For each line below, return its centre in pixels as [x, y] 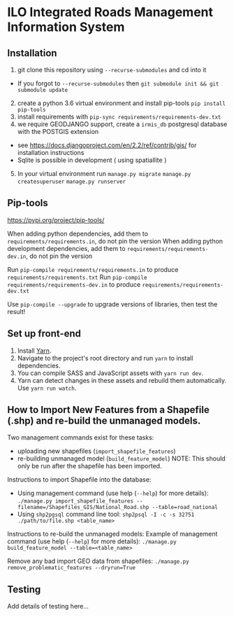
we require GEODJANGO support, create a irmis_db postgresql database [122, 124]
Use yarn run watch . [47, 388]
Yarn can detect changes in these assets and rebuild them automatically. [122, 380]
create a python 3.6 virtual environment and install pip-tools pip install [121, 103]
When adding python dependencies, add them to [78, 233]
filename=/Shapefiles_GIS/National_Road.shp [83, 508]
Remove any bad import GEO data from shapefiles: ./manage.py [98, 561]
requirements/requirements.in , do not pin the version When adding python [115, 241]
